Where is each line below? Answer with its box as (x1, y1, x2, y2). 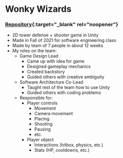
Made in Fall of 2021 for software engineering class (12, 37, 117, 43)
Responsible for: (19, 95, 53, 101)
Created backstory (27, 69, 65, 75)
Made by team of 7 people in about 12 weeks (12, 43, 103, 49)
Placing (34, 116, 50, 122)
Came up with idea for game (27, 58, 85, 64)
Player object (27, 137, 54, 143)
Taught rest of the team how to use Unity (27, 85, 110, 91)
